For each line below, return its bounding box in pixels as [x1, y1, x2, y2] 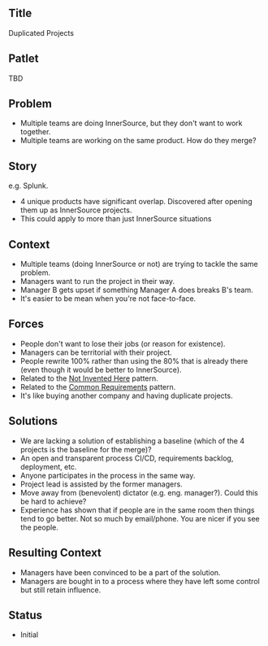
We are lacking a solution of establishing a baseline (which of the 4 [19, 435, 245, 446]
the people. [19, 522, 59, 532]
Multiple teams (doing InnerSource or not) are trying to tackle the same [19, 260, 258, 269]
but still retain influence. [19, 585, 102, 595]
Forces [8, 317, 45, 331]
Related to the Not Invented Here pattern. [19, 373, 158, 383]
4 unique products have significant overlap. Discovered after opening [19, 197, 253, 207]
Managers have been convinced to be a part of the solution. [19, 567, 221, 577]
